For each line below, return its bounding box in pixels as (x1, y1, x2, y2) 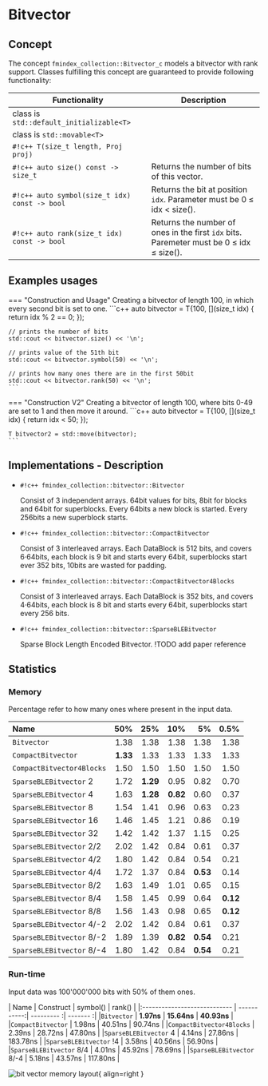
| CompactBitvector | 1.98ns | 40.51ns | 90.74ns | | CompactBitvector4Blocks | (8, 1019, 255, 1028)
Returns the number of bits (151, 161, 252, 172)
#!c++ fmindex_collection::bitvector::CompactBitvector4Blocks (19, 577, 235, 585)
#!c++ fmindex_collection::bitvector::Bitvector (19, 481, 185, 489)
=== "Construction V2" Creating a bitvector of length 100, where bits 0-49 (8, 397, 253, 407)
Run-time (8, 969, 45, 980)
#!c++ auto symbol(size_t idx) (12, 191, 132, 200)
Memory (8, 686, 42, 697)
